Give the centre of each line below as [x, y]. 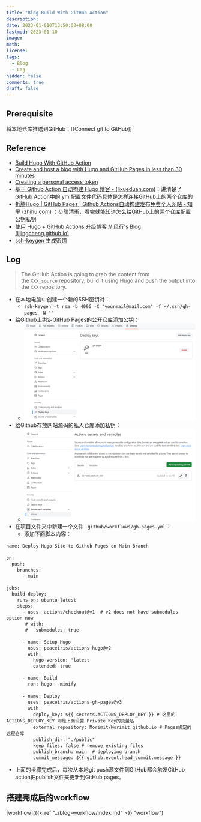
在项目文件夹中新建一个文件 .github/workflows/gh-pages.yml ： [93, 526]
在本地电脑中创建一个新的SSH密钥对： [62, 299]
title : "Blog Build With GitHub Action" [58, 13]
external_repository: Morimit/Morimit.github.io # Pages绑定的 [112, 727]
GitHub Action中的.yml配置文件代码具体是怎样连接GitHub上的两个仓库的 [104, 196]
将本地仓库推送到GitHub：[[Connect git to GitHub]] [69, 128]
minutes [25, 175]
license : [17, 51]
